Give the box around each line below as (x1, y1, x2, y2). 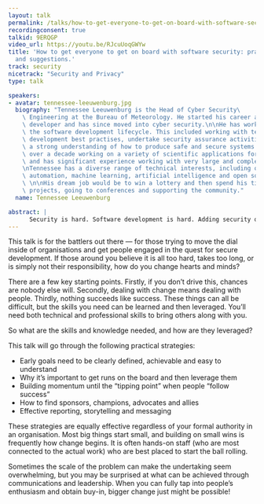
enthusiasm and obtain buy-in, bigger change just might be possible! (8, 487, 230, 496)
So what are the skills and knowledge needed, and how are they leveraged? (8, 326, 253, 335)
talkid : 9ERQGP (8, 33, 58, 42)
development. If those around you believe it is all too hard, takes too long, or (8, 253, 255, 263)
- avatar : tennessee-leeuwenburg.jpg (8, 99, 132, 107)
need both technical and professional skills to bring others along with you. (8, 311, 247, 320)
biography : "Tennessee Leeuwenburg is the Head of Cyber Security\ (15, 106, 241, 114)
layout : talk (8, 11, 51, 20)
